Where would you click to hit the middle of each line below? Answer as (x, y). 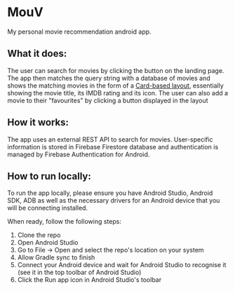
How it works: (38, 122)
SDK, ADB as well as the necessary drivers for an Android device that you (114, 201)
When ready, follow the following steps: (64, 222)
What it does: (37, 54)
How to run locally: (49, 176)
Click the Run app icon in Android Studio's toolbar (89, 280)
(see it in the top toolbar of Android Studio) (79, 272)
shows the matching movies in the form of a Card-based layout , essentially (116, 86)
